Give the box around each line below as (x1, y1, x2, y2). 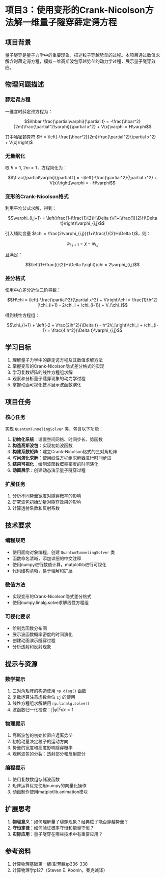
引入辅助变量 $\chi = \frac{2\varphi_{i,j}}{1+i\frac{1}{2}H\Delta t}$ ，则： (5, 231, 151, 237)
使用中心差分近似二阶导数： (5, 287, 61, 293)
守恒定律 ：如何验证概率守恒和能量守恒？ (12, 825, 94, 831)
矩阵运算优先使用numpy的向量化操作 (12, 783, 87, 789)
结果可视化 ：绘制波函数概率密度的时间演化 (12, 461, 99, 467)
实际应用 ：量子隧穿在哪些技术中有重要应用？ (12, 831, 103, 837)
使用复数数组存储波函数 (12, 776, 60, 783)
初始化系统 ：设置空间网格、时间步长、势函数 (12, 436, 103, 442)
